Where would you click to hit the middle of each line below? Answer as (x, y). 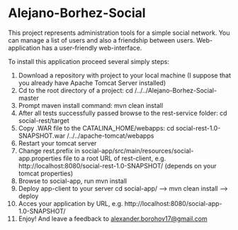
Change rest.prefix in (49, 150)
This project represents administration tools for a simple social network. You (119, 33)
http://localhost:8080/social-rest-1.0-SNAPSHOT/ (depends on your (117, 165)
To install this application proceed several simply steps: (89, 61)
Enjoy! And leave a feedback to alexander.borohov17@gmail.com (113, 219)
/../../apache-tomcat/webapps (110, 136)
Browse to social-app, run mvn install (72, 181)
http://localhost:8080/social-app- (173, 203)
